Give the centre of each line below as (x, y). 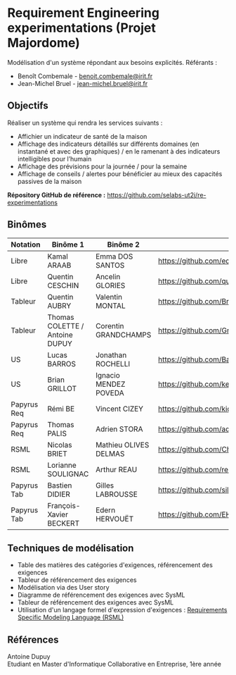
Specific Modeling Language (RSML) (71, 617)
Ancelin (108, 276)
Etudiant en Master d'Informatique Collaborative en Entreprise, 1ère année (114, 664)
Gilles (105, 485)
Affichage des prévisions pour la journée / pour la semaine (102, 166)
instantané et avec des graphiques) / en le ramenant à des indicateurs (119, 151)
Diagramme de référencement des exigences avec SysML (101, 595)
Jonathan (111, 355)
